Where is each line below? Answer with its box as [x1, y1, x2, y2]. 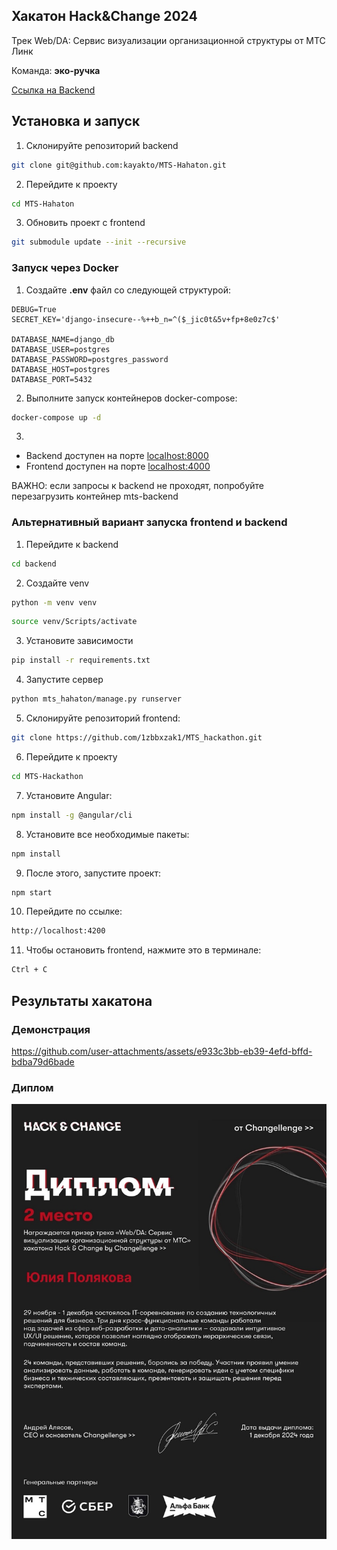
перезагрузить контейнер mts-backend [11, 490, 179, 503]
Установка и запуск [11, 113, 141, 130]
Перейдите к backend [25, 538, 119, 550]
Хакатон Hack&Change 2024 [11, 8, 198, 25]
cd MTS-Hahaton [11, 199, 75, 209]
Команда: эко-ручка [11, 64, 101, 76]
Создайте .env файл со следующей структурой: [25, 284, 231, 296]
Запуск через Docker [11, 261, 119, 275]
